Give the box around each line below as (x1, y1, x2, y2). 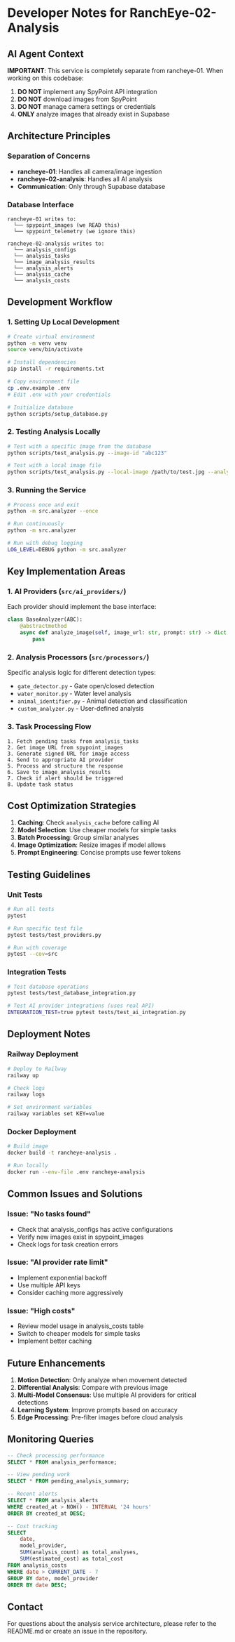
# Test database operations (7, 983, 90, 990)
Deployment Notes (7, 1028, 91, 1040)
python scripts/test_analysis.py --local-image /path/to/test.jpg (7, 468, 205, 475)
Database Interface (7, 199, 75, 209)
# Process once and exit (7, 501, 80, 508)
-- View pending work (7, 1471, 71, 1478)
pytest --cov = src (7, 950, 58, 958)
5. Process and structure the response (7, 762, 124, 770)
